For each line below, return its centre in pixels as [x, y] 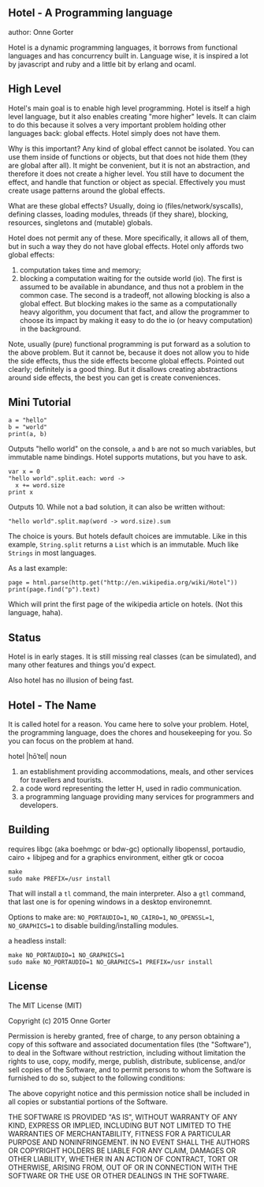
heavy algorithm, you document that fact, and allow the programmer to [134, 312]
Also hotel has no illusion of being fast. [71, 680]
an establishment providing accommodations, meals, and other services [136, 772]
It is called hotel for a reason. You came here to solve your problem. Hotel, [129, 724]
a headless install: [37, 941]
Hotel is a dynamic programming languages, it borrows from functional [123, 47]
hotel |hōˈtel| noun [37, 757]
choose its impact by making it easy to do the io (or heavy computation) [136, 320]
